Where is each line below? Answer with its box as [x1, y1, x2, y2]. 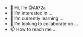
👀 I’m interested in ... [10, 10, 53, 16]
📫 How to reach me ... [10, 26, 57, 32]
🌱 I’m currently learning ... [10, 15, 64, 21]
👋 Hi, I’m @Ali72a [10, 5, 46, 10]
